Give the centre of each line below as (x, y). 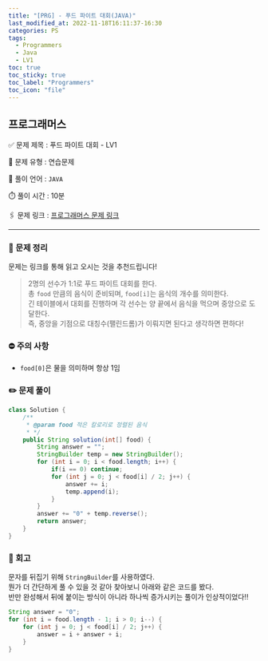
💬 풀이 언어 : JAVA (36, 179)
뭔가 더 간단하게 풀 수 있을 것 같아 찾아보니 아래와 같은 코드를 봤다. (111, 587)
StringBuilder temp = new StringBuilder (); (110, 455)
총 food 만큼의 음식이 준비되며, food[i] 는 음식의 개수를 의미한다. (128, 294)
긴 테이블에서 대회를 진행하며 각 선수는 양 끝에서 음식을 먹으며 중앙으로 (137, 303)
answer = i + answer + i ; (80, 634)
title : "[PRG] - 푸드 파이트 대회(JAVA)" (72, 16)
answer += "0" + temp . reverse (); (93, 514)
